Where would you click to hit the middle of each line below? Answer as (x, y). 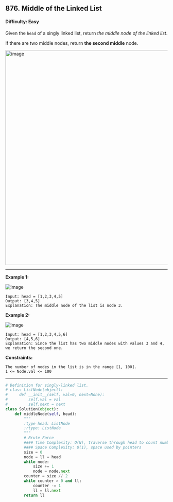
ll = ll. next (47, 490)
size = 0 (33, 452)
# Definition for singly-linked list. (47, 385)
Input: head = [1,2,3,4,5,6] (37, 334)
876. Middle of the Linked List (54, 8)
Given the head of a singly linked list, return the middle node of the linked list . (86, 33)
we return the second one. (34, 348)
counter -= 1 (47, 486)
